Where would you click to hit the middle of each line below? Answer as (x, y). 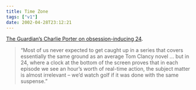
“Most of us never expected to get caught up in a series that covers (102, 50)
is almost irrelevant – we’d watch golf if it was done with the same (99, 75)
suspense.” (34, 81)
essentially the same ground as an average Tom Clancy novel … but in (105, 57)
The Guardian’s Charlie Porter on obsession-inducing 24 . (75, 39)
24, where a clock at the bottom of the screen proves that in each (99, 63)
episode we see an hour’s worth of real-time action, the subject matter (105, 69)
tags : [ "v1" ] (22, 17)
